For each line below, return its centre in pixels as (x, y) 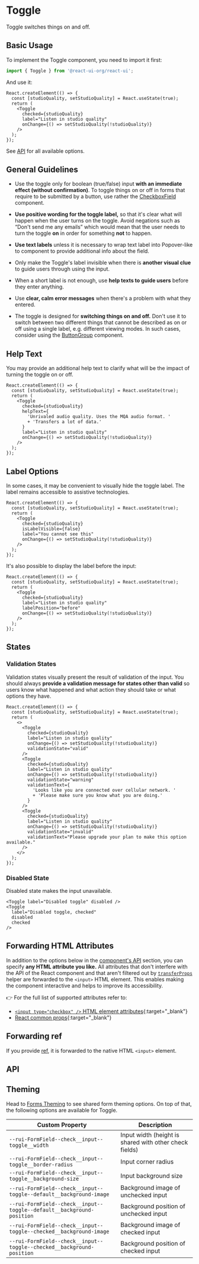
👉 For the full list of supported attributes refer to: (67, 998)
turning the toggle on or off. (40, 375)
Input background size (152, 1175)
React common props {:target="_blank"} (63, 1017)
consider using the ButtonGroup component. (69, 335)
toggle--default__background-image (59, 1194)
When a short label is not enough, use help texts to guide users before (101, 281)
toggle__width (29, 1145)
